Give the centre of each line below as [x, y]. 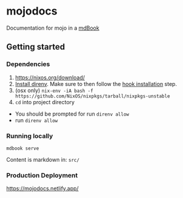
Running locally [30, 136]
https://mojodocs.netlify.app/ [42, 188]
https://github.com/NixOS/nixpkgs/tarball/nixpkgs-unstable [92, 96]
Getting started [36, 47]
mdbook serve [23, 148]
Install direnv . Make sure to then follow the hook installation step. [96, 84]
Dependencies [28, 64]
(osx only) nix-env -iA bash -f [54, 90]
